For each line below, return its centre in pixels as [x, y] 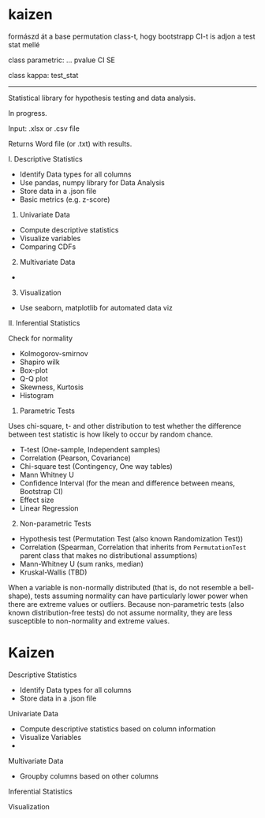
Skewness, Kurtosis [52, 387]
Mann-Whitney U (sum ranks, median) [81, 563]
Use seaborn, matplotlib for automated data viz [96, 307]
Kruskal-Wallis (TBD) [53, 572]
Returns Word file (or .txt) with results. [70, 143]
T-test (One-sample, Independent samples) [90, 449]
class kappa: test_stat [43, 75]
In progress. [28, 113]
